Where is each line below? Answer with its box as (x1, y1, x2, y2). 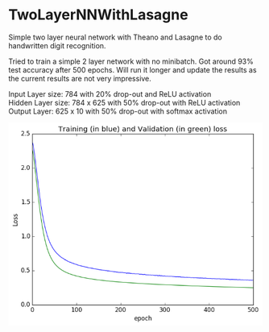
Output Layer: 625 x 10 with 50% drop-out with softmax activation (8, 106, 228, 116)
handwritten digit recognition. (8, 40, 106, 50)
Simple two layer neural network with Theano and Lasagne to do (8, 32, 223, 42)
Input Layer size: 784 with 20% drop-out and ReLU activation (8, 89, 212, 98)
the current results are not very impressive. (8, 73, 151, 83)
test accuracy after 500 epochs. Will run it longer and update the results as (8, 64, 257, 74)
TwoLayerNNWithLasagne (8, 6, 188, 24)
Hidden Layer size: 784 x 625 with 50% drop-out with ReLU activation (8, 98, 241, 107)
